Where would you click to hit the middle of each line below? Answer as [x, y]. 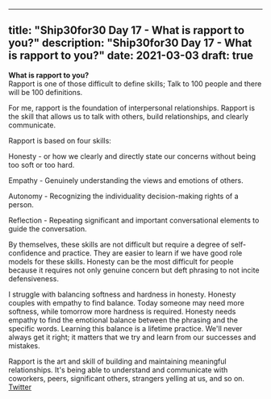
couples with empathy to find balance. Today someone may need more [126, 302]
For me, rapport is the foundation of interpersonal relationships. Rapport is [132, 108]
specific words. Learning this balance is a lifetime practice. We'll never [125, 328]
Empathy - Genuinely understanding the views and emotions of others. [126, 180]
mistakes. [24, 345]
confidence [27, 253]
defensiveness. [33, 278]
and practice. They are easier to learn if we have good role [145, 253]
